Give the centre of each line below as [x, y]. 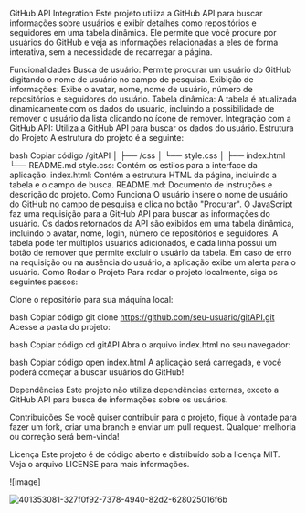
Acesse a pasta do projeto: [60, 327]
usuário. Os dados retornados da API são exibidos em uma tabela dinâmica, [152, 224]
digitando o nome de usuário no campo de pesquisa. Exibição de [132, 80]
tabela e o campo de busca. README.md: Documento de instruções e [141, 185]
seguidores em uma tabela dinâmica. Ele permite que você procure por [143, 32]
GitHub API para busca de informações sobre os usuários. [119, 400]
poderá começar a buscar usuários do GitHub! [97, 372]
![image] [25, 482]
